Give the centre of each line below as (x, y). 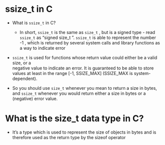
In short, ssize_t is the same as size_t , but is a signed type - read (87, 32)
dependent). (25, 78)
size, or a (21, 63)
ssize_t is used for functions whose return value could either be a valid (85, 57)
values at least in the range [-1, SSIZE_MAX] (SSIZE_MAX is (72, 73)
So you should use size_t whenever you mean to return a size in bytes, (84, 88)
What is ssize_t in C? (34, 23)
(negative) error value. (35, 98)
